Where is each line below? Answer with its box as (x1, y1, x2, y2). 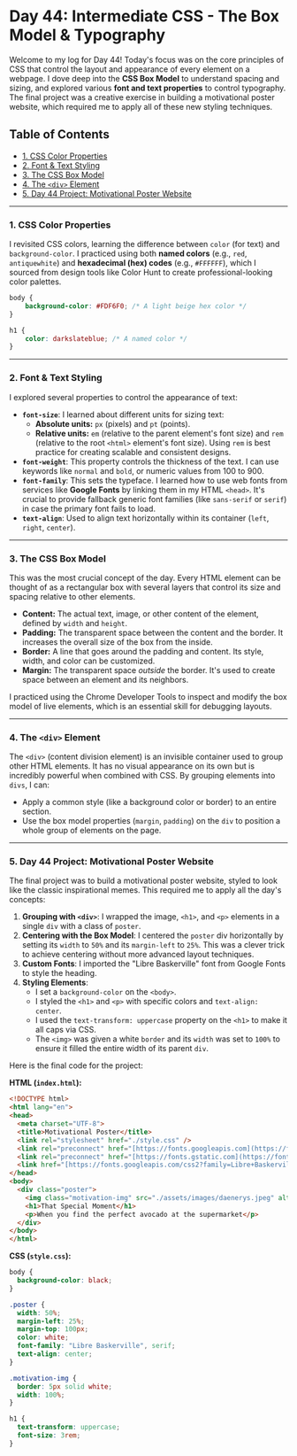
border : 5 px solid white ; (17, 1382, 113, 1391)
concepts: (9, 895, 46, 905)
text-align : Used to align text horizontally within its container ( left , (21, 512, 270, 523)
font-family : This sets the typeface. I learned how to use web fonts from (21, 475, 288, 485)
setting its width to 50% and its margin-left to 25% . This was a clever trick (21, 940, 286, 950)
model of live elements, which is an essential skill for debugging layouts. (9, 701, 272, 711)
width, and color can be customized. (21, 655, 156, 666)
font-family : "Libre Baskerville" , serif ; (17, 1342, 176, 1351)
